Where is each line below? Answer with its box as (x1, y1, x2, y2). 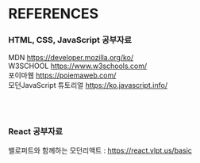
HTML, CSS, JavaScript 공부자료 (8, 35, 133, 46)
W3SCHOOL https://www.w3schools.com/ (8, 61, 148, 71)
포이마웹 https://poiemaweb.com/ (8, 70, 117, 80)
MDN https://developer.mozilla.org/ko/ (8, 53, 134, 63)
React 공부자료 (8, 126, 63, 137)
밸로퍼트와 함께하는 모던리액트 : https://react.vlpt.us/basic (8, 146, 193, 155)
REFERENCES (8, 5, 99, 23)
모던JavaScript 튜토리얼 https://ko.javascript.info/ (8, 81, 168, 90)
